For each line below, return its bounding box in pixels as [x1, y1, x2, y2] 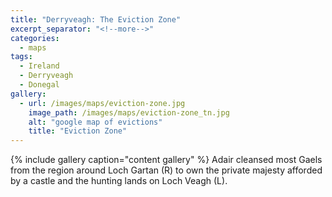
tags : [10, 52, 33, 62]
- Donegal [19, 80, 60, 90]
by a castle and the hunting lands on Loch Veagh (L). [10, 175, 228, 187]
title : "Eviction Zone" [28, 126, 128, 136]
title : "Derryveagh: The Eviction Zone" [10, 14, 182, 25]
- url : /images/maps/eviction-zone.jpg [19, 98, 186, 108]
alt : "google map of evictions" [28, 117, 163, 127]
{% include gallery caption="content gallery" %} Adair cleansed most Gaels [10, 154, 323, 166]
